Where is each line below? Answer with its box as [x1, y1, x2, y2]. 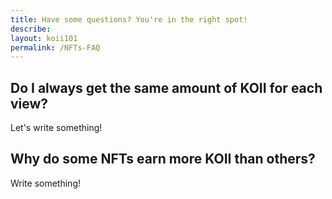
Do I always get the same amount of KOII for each [10, 79, 323, 96]
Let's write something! [10, 122, 103, 134]
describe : [10, 24, 52, 34]
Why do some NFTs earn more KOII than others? [10, 151, 316, 168]
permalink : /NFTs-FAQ [10, 42, 101, 53]
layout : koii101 [10, 33, 78, 43]
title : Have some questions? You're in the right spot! [10, 14, 248, 25]
